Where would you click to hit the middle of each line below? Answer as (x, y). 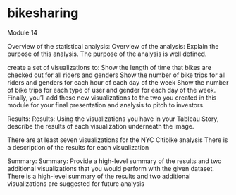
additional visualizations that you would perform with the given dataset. (111, 168)
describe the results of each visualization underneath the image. (101, 126)
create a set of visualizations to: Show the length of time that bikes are (109, 67)
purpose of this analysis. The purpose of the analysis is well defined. (107, 54)
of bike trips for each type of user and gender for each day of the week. (112, 90)
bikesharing (43, 13)
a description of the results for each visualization (78, 147)
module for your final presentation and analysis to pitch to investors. (106, 105)
